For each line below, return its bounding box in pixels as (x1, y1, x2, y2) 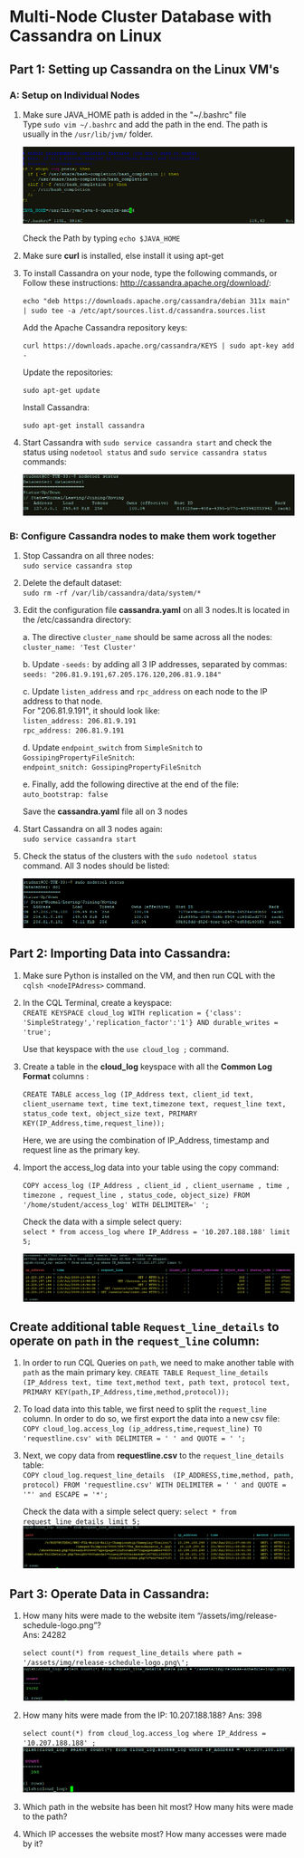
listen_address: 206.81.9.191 (22, 717, 138, 726)
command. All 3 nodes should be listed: (22, 860, 170, 871)
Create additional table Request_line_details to (9, 1319, 280, 1335)
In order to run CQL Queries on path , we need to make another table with (22, 1357, 294, 1368)
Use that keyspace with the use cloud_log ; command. (22, 1043, 229, 1054)
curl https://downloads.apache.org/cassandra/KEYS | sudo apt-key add (22, 341, 295, 350)
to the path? (22, 1811, 68, 1822)
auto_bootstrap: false (22, 790, 109, 800)
